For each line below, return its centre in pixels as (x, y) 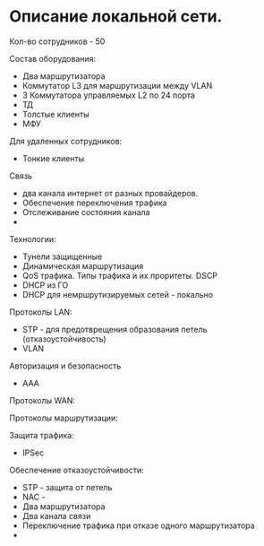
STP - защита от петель (67, 487)
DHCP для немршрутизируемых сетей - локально (117, 294)
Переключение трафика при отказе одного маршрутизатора (138, 525)
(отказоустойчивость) (64, 339)
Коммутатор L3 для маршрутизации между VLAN (117, 85)
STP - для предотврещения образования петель (115, 329)
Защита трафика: (42, 435)
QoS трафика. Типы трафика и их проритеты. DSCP (119, 275)
